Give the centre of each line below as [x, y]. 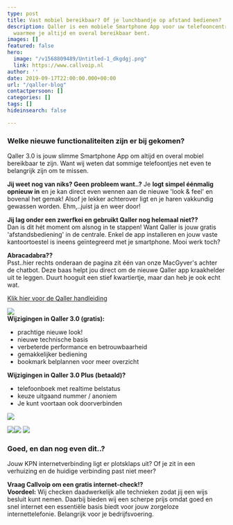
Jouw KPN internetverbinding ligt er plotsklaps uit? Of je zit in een [101, 464]
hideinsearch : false [37, 110]
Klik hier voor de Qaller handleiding [57, 299]
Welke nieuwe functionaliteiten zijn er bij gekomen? [96, 141]
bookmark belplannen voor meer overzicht [78, 362]
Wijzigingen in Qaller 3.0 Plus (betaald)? [67, 375]
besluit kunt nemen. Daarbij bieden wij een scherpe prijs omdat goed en [110, 499]
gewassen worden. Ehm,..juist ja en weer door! [74, 206]
